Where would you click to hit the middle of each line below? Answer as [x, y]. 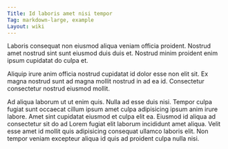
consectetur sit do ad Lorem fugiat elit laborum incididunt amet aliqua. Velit [114, 124]
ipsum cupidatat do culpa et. [48, 61]
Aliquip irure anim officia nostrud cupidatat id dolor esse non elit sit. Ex [108, 74]
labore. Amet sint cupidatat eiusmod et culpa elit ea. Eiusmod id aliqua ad [112, 117]
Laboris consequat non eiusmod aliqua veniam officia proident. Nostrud [109, 46]
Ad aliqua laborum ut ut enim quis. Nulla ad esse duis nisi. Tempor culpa [110, 102]
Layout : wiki [26, 26]
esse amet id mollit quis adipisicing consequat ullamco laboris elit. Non [108, 131]
